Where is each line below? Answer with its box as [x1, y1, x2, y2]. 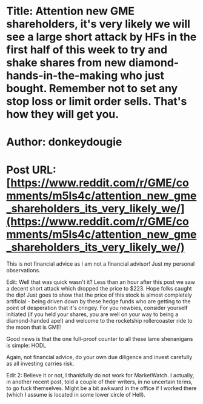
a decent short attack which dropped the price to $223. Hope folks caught [6, 285, 192, 292]
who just [120, 69, 165, 82]
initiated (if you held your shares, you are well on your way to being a [6, 311, 179, 318]
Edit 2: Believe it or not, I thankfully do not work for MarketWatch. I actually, [6, 372, 195, 379]
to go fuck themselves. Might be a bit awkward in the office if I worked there [6, 385, 197, 392]
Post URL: [6, 163, 56, 177]
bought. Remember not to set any [6, 82, 178, 95]
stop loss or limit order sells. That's [6, 95, 187, 109]
